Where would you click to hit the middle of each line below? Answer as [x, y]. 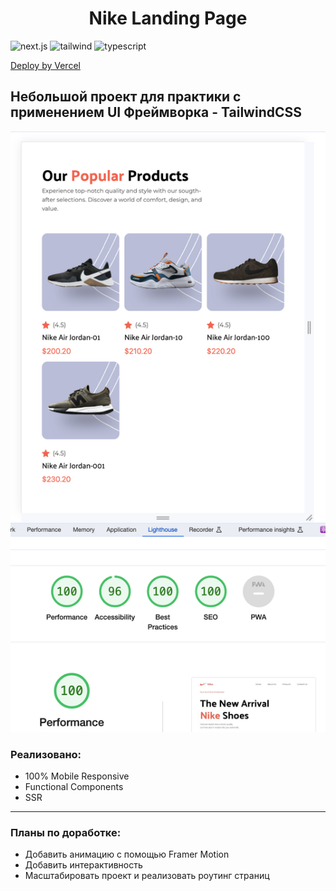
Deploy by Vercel [45, 65]
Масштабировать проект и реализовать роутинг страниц [147, 876]
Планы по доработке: [66, 833]
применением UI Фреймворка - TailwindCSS [156, 112]
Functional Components [74, 787]
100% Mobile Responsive [77, 776]
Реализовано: [46, 754]
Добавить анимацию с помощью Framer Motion [127, 854]
